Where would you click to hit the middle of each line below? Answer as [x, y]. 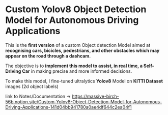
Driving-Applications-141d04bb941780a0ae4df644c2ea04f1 [68, 107]
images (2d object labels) [32, 86]
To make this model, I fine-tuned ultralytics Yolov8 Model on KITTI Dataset [84, 81]
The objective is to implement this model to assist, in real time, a [74, 66]
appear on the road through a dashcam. [48, 56]
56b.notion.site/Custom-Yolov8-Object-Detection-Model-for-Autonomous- [84, 102]
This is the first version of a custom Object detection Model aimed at [78, 45]
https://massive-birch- [96, 96]
